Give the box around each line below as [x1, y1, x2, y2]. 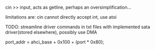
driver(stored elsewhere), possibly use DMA [5, 29, 97, 35]
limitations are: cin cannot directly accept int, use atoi [5, 14, 117, 20]
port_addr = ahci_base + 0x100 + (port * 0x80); [5, 39, 104, 45]
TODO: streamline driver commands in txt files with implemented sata [5, 24, 150, 30]
